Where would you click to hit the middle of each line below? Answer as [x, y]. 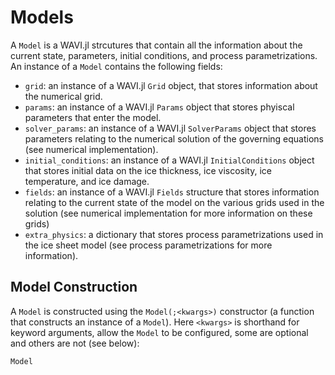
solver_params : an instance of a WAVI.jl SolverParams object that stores [170, 128]
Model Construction [74, 287]
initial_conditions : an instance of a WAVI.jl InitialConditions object [169, 160]
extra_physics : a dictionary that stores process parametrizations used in [174, 234]
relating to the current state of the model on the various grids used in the [174, 202]
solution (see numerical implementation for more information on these [168, 213]
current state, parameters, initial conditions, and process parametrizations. [164, 55]
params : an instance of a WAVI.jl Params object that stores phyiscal [159, 107]
